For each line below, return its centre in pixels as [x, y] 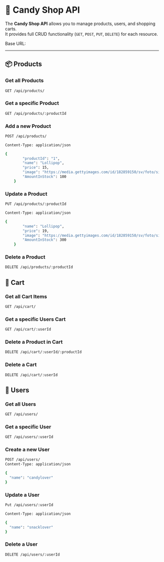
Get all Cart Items [26, 296]
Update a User [22, 495]
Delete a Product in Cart [34, 342]
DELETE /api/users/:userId [32, 554]
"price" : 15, [36, 168]
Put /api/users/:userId [29, 505]
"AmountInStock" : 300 [45, 240]
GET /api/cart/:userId [28, 330]
